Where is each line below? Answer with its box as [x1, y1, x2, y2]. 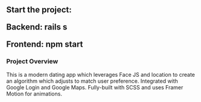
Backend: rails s [6, 22, 68, 32]
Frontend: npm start [6, 39, 83, 50]
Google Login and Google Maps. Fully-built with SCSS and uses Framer [6, 83, 183, 91]
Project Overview [6, 57, 59, 65]
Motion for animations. [6, 90, 62, 97]
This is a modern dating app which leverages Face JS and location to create [6, 71, 195, 78]
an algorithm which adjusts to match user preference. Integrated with [6, 77, 178, 85]
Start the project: [6, 5, 72, 15]
